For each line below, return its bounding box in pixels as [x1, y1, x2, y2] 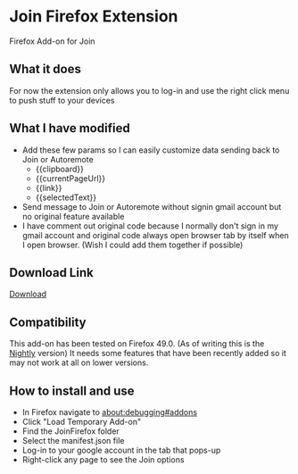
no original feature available [21, 211, 125, 221]
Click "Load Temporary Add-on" [21, 417, 141, 427]
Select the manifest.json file [21, 436, 125, 445]
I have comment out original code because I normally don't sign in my [21, 220, 279, 231]
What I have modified [9, 121, 131, 136]
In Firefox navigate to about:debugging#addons [21, 407, 198, 417]
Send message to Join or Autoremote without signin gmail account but [21, 201, 282, 212]
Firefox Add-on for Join [9, 36, 95, 46]
